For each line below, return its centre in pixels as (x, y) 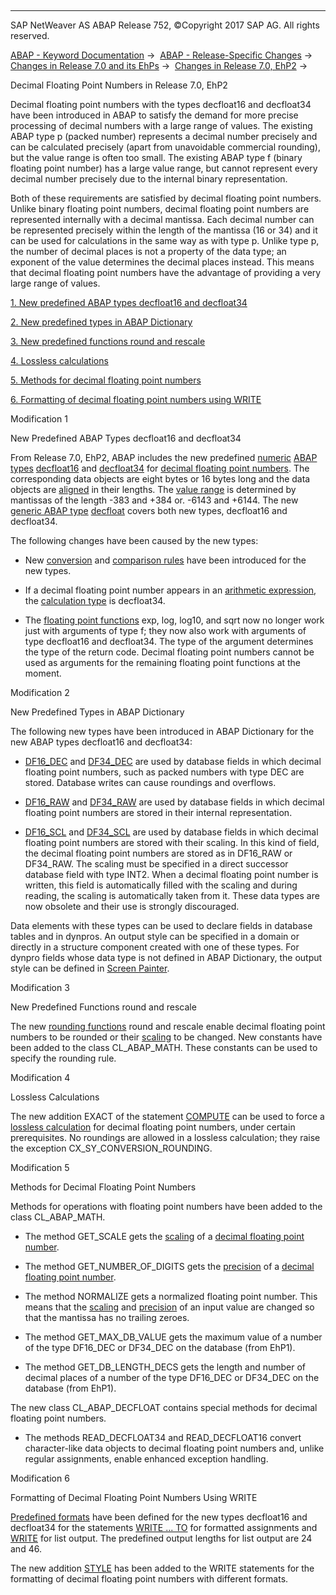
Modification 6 (40, 1478)
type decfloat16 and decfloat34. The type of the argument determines (169, 641)
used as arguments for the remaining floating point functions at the (163, 662)
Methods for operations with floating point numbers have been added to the (166, 1206)
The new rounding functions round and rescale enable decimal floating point (168, 1026)
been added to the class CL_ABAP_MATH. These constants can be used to (164, 1047)
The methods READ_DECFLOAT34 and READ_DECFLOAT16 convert (163, 1437)
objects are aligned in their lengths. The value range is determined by (153, 489)
